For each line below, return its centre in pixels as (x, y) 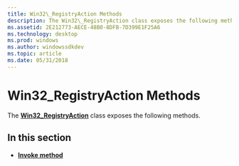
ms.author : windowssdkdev (46, 47)
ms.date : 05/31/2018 (38, 61)
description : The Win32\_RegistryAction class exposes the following (113, 21)
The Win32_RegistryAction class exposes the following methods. (104, 115)
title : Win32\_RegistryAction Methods (65, 14)
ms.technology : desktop (43, 34)
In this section (39, 138)
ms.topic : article (34, 54)
